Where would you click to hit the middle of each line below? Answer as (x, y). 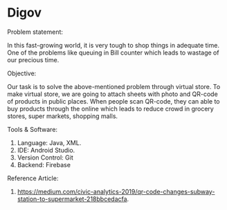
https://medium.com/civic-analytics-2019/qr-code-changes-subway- (116, 191)
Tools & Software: (32, 129)
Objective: (22, 73)
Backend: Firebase (44, 164)
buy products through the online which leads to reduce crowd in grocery (111, 108)
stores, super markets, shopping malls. (63, 116)
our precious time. (33, 59)
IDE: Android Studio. (46, 150)
